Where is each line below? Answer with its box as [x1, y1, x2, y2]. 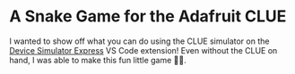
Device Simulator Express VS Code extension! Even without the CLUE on [9, 45, 278, 55]
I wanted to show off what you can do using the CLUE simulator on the [9, 36, 270, 46]
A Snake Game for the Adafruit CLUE [9, 6, 287, 27]
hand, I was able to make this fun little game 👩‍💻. [9, 54, 187, 65]
